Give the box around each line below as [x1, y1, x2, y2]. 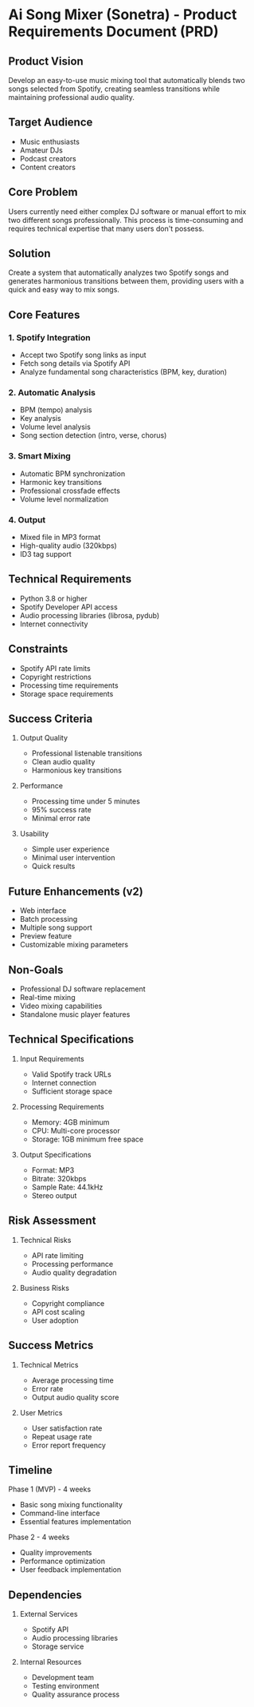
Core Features [8, 308, 80, 321]
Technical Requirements [8, 573, 132, 586]
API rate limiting [31, 1250, 84, 1260]
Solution [8, 247, 51, 260]
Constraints [8, 642, 68, 656]
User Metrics [19, 1407, 63, 1417]
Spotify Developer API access [19, 601, 118, 612]
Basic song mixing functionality [19, 1500, 123, 1510]
